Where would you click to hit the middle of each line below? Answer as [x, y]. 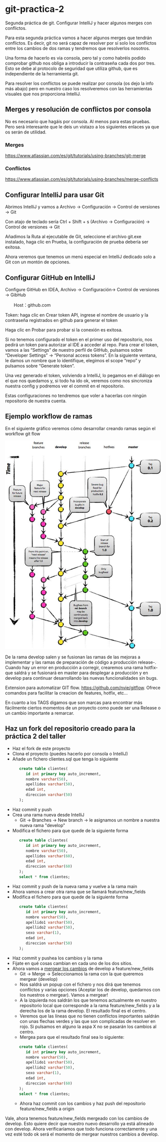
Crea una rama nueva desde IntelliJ [48, 815]
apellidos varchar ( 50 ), [50, 784]
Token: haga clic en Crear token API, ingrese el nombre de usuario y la [77, 315]
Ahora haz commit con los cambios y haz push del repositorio [83, 1103]
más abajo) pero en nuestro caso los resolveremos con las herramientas [79, 88]
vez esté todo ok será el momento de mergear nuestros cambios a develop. [82, 1134]
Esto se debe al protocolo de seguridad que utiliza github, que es [71, 68]
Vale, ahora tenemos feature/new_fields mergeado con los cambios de [77, 1118]
